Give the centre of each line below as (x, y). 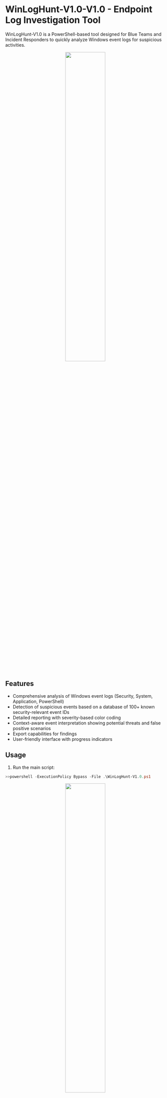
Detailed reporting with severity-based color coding (66, 717)
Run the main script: (34, 767)
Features (20, 684)
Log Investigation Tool (53, 20)
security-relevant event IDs (41, 712)
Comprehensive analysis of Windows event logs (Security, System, (83, 696)
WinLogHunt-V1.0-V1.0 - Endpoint (79, 9)
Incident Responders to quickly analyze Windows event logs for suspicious (83, 40)
